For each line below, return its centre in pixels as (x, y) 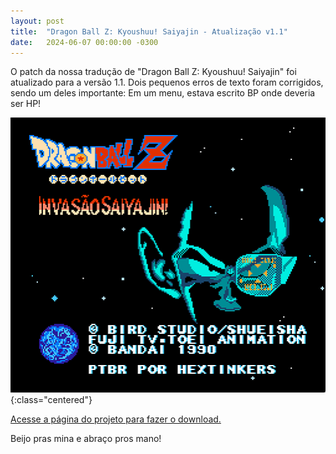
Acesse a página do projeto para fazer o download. (116, 419)
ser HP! (26, 104)
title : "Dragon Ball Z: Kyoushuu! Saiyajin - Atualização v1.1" (149, 31)
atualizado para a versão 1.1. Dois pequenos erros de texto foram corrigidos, (167, 82)
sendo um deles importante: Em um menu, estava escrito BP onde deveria (163, 93)
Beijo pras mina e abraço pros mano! (86, 438)
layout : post (37, 21)
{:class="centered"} (51, 399)
